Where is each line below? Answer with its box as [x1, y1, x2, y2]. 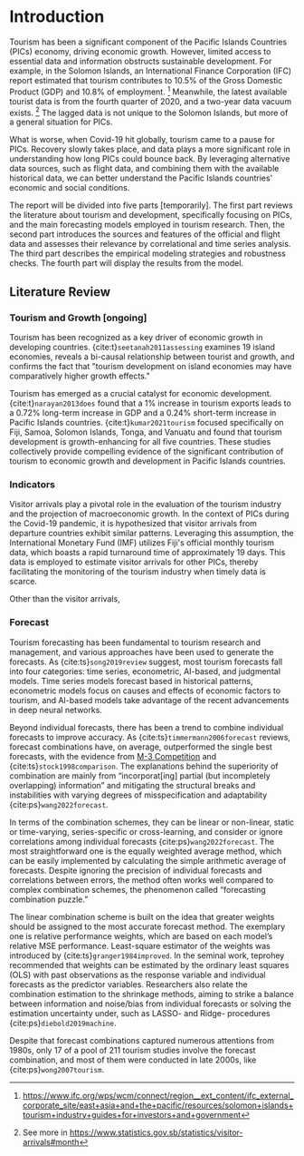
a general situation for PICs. [9, 116, 113, 128]
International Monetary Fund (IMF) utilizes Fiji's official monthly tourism [9, 537, 274, 548]
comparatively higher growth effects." [9, 370, 151, 381]
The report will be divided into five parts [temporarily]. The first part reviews [9, 200, 293, 211]
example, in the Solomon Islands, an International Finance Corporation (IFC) [9, 65, 292, 76]
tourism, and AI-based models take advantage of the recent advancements [9, 694, 290, 705]
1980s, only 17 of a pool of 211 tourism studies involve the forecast [9, 1044, 256, 1055]
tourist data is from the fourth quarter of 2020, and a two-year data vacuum [9, 95, 292, 106]
